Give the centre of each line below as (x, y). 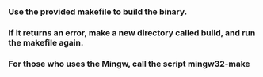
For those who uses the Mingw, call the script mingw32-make (130, 64)
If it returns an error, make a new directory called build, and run (132, 32)
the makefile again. (46, 42)
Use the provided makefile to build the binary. (98, 12)
